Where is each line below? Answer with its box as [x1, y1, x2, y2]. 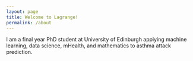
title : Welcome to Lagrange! [6, 14, 78, 20]
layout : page [6, 8, 39, 15]
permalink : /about [6, 20, 52, 25]
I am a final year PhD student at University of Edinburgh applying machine [6, 36, 187, 43]
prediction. [6, 49, 33, 56]
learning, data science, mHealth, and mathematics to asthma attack [6, 42, 171, 49]
